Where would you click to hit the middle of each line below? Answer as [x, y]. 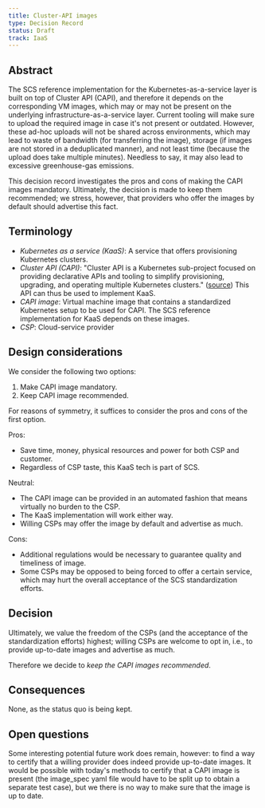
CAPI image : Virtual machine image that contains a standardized [125, 302]
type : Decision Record [46, 23]
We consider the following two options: [72, 371]
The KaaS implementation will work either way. [96, 514]
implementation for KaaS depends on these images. [105, 318]
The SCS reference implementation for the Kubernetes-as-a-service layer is [132, 89]
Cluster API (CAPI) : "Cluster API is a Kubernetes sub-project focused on [138, 267]
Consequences [47, 690]
